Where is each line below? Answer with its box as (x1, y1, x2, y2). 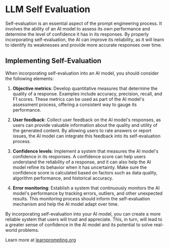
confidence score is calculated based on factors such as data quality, (12, 169, 158, 175)
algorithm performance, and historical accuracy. (12, 175, 113, 181)
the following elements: (5, 75, 54, 82)
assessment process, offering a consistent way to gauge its (12, 101, 137, 108)
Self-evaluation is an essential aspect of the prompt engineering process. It (5, 20, 162, 26)
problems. (18, 227, 39, 233)
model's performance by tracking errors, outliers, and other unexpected (12, 190, 163, 196)
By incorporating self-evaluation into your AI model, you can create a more (5, 210, 161, 217)
